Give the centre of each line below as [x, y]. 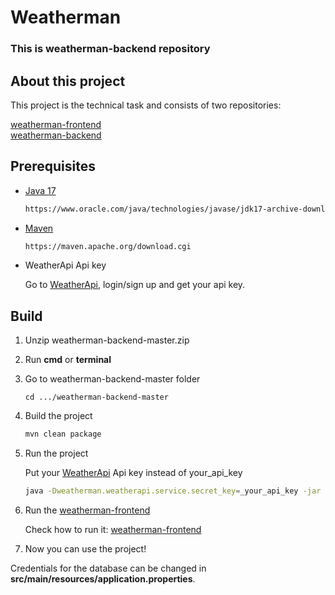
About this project [68, 81]
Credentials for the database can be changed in [108, 568]
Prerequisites [53, 166]
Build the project [58, 416]
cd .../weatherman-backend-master [96, 397]
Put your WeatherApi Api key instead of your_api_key [133, 473]
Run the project [56, 453]
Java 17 [40, 190]
